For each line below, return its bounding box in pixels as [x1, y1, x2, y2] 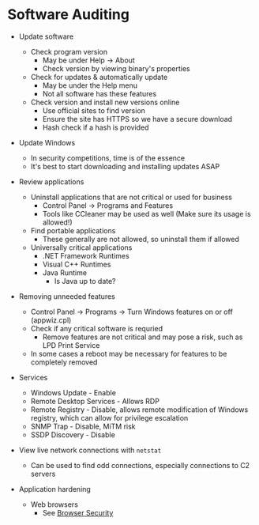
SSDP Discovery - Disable [30, 429, 115, 440]
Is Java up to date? [54, 276, 116, 285]
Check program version [30, 47, 108, 56]
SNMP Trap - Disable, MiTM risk [30, 421, 136, 431]
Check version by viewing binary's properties [42, 63, 190, 73]
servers [30, 469, 56, 478]
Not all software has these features [42, 89, 157, 98]
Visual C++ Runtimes [42, 259, 111, 269]
